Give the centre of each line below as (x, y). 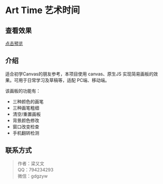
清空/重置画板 (27, 114)
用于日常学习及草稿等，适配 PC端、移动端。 (64, 80)
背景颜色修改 (26, 120)
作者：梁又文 (31, 163)
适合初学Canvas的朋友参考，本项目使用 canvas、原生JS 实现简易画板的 (79, 74)
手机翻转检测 (26, 133)
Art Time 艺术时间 (43, 10)
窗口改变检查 (26, 127)
